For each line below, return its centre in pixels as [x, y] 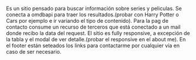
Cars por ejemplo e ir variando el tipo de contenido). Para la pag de [87, 21]
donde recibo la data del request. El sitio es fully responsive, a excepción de [98, 33]
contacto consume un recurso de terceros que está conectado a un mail [93, 27]
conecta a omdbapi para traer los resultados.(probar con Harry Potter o [92, 15]
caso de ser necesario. [34, 52]
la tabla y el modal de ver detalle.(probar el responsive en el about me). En [96, 39]
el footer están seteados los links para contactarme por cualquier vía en [93, 45]
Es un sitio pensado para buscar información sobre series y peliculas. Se [94, 8]
